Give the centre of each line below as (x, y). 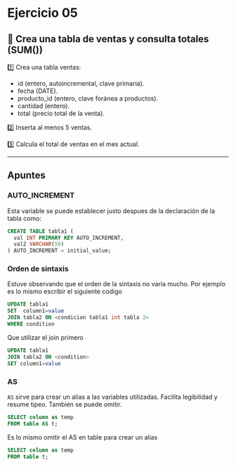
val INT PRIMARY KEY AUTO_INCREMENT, (69, 238)
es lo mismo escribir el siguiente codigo (65, 292)
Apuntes (26, 175)
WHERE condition (31, 324)
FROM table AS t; (33, 423)
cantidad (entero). (44, 106)
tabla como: (25, 218)
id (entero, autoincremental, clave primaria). (81, 83)
